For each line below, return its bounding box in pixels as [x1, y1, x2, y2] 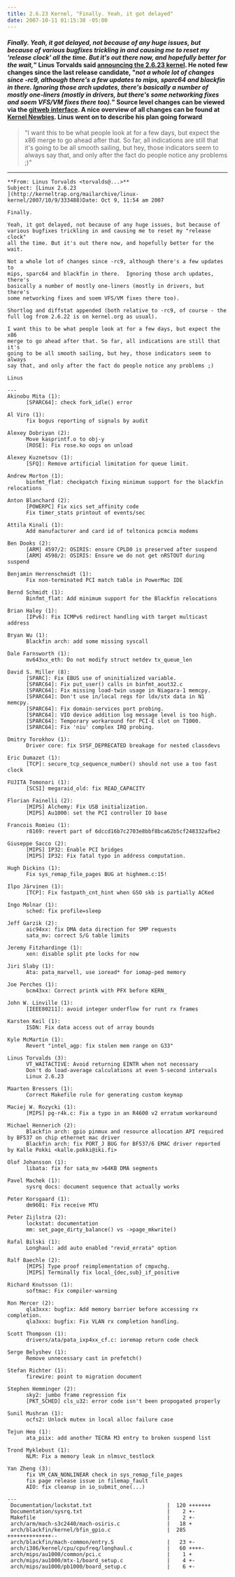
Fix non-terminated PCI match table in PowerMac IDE [25, 576, 183, 583]
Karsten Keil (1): [7, 1017, 61, 1024]
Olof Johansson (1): [7, 1158, 68, 1166]
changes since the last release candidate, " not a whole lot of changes [7, 68, 215, 77]
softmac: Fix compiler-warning [25, 1287, 117, 1294]
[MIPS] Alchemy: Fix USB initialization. [25, 803, 149, 810]
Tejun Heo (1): [7, 1428, 52, 1436]
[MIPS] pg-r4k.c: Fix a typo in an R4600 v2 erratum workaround [25, 1109, 218, 1117]
